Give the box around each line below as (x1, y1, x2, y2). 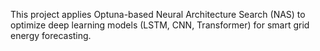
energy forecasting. (10, 30, 92, 41)
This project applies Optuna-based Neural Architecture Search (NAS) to (10, 9, 306, 20)
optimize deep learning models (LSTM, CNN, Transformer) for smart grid (10, 19, 310, 31)
